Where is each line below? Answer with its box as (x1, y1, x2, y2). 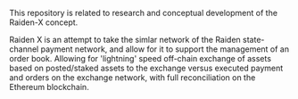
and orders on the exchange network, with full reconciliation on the (9, 72, 256, 83)
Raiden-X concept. (9, 17, 79, 28)
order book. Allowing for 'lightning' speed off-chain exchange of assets (9, 54, 272, 63)
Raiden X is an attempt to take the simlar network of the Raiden (9, 35, 241, 45)
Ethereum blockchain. (9, 82, 89, 92)
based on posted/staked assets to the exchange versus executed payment (9, 62, 284, 73)
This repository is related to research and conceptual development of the (9, 8, 278, 18)
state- (242, 35, 265, 45)
